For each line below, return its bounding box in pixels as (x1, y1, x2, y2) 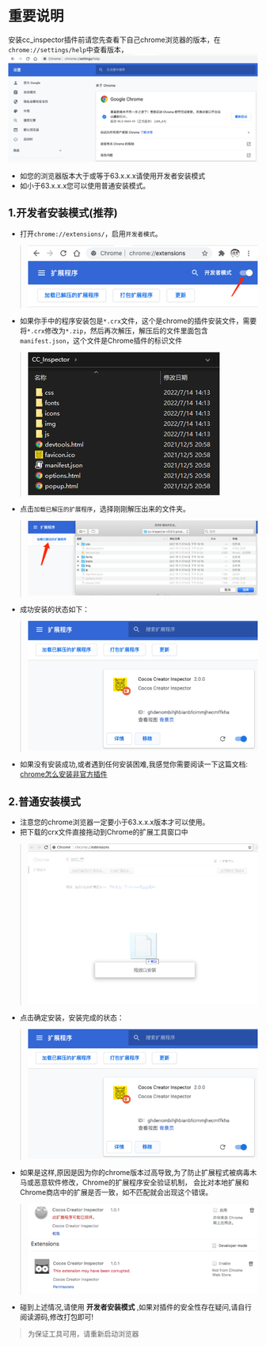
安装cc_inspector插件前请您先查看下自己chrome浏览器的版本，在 (8, 35, 221, 44)
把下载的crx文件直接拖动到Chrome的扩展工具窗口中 (19, 827, 188, 837)
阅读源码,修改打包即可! (19, 1312, 93, 1321)
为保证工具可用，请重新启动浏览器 (27, 1329, 139, 1338)
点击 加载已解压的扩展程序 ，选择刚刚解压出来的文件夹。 (19, 504, 190, 514)
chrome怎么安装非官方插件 (19, 770, 108, 779)
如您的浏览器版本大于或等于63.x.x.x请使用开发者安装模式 (19, 171, 206, 181)
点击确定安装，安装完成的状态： (19, 1013, 124, 1022)
